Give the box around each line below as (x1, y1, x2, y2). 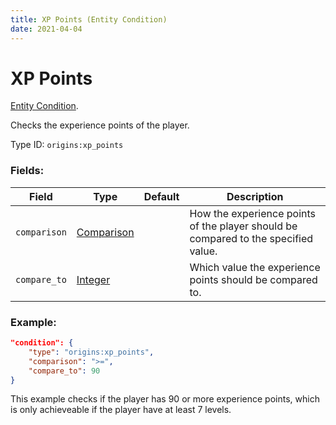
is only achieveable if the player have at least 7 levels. (10, 404, 232, 416)
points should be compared (189, 272, 318, 286)
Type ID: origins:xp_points (10, 139, 124, 151)
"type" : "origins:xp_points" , (28, 347, 155, 357)
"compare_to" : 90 (28, 366, 101, 376)
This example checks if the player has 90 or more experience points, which (10, 393, 320, 405)
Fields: (10, 164, 45, 178)
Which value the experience (189, 260, 321, 274)
